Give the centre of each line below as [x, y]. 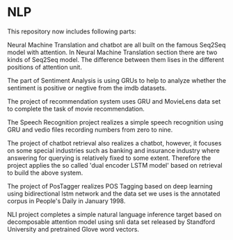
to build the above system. [45, 173]
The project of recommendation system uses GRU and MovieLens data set [114, 101]
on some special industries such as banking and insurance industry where [114, 150]
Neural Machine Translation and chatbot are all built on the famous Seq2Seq [116, 45]
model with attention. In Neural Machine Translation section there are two [112, 52]
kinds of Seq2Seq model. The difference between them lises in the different [116, 59]
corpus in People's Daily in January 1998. [66, 201]
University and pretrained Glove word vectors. [73, 229]
